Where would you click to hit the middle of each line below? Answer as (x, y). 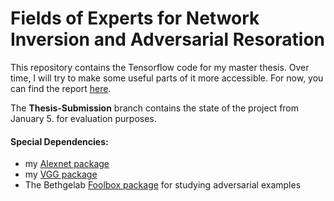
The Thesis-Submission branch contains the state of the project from (155, 108)
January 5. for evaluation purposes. (83, 118)
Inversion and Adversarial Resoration (168, 39)
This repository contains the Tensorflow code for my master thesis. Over (160, 67)
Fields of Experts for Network (135, 18)
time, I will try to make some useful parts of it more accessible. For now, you (167, 78)
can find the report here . (61, 88)
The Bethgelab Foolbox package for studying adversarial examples (163, 185)
